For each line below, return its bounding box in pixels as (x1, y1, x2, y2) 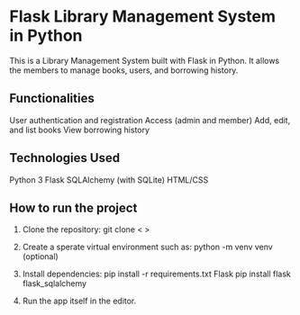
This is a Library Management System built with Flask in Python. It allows (9, 55, 280, 66)
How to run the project (9, 200, 138, 215)
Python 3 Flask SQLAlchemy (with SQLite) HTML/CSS (9, 174, 209, 185)
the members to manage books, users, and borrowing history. (9, 65, 239, 76)
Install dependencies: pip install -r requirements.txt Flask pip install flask (22, 268, 291, 280)
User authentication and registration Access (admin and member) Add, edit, (9, 114, 291, 125)
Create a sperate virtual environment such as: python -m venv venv (22, 241, 273, 253)
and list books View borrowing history (9, 124, 150, 135)
